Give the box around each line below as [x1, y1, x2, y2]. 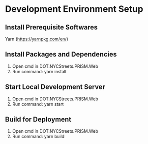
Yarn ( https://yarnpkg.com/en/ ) [5, 36, 68, 42]
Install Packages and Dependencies [5, 50, 117, 58]
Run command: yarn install [12, 68, 66, 74]
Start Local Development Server [5, 83, 106, 91]
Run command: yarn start [12, 101, 64, 107]
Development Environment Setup [5, 3, 144, 15]
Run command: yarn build [12, 134, 65, 140]
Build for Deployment [5, 115, 72, 124]
